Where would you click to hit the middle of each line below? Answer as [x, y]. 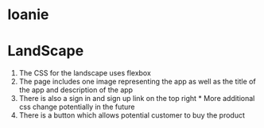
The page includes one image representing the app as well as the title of [137, 82]
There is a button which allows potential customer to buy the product [132, 115]
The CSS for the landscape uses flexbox [85, 73]
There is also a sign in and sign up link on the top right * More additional [137, 99]
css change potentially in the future [77, 107]
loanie [28, 15]
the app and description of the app [76, 90]
